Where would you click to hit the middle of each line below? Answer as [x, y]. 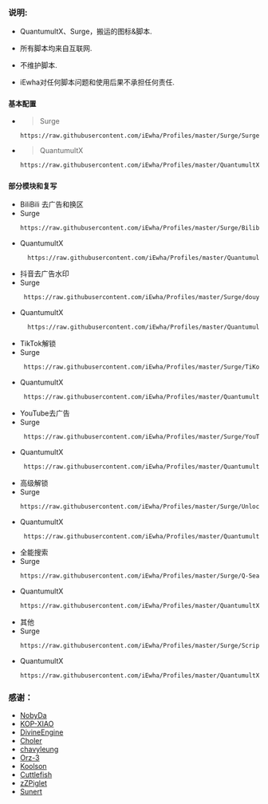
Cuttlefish [36, 774]
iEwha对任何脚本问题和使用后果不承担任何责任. [97, 82]
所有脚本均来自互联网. [56, 49]
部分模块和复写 [33, 186]
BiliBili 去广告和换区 [51, 204]
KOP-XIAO [37, 724]
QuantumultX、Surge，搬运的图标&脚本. [86, 32]
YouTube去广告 [45, 413]
